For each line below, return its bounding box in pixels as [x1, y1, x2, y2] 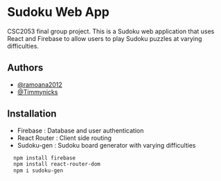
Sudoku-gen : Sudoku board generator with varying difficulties [17, 141, 196, 149]
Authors [7, 62, 44, 74]
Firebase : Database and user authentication [17, 126, 144, 135]
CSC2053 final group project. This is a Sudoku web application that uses [7, 27, 215, 35]
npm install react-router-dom [13, 161, 100, 168]
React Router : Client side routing [17, 133, 112, 142]
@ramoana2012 [17, 80, 62, 89]
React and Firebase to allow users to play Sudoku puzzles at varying [7, 34, 202, 42]
